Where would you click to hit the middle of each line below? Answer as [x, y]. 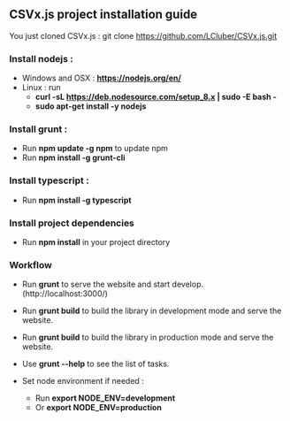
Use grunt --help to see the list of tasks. [95, 364]
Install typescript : [50, 180]
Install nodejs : [41, 58]
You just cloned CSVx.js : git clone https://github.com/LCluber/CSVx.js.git [143, 35]
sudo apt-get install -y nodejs [91, 106]
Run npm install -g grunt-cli [73, 157]
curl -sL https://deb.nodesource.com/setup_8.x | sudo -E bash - [156, 97]
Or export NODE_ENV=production [98, 408]
